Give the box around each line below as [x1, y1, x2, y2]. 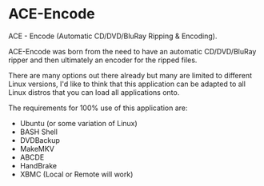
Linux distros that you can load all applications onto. [8, 87, 180, 97]
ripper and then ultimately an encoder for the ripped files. [8, 55, 198, 65]
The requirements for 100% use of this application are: [8, 103, 188, 113]
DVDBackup [19, 135, 60, 144]
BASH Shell [19, 127, 58, 137]
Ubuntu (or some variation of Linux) [19, 118, 138, 128]
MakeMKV [19, 144, 54, 153]
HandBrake [19, 160, 58, 170]
